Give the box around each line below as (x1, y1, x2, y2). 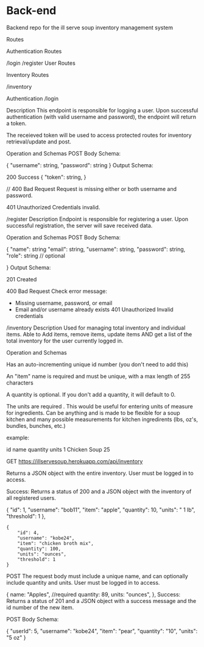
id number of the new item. (6, 604, 74, 611)
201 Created (6, 275, 37, 283)
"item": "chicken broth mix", (17, 540, 94, 546)
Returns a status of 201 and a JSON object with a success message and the (6, 597, 197, 604)
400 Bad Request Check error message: (6, 287, 108, 295)
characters (6, 379, 33, 386)
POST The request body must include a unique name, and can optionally (6, 572, 189, 580)
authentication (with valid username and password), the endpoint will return (6, 113, 197, 120)
